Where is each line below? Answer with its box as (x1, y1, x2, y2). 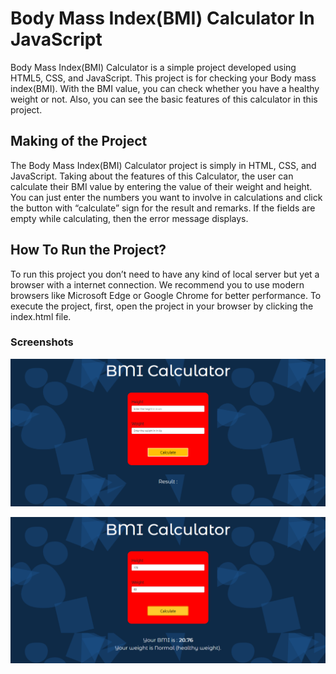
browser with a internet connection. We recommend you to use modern (10, 278, 305, 291)
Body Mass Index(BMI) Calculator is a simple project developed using (10, 61, 297, 73)
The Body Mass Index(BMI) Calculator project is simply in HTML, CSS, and (10, 159, 317, 171)
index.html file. (10, 310, 72, 322)
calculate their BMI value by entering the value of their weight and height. (10, 180, 313, 192)
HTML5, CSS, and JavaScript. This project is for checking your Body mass (10, 72, 317, 84)
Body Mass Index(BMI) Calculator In (10, 7, 315, 30)
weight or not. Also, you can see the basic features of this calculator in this (10, 93, 318, 105)
